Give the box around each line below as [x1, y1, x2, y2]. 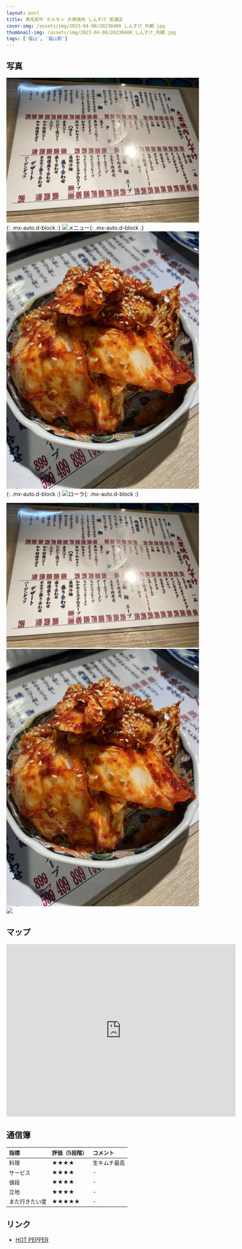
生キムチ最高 [92, 1159, 125, 1167]
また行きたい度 [9, 1198, 47, 1205]
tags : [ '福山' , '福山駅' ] [6, 36, 68, 42]
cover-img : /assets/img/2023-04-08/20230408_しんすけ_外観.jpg [6, 23, 165, 29]
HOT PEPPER [15, 1236, 49, 1243]
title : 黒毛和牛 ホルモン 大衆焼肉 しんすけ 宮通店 [6, 16, 123, 23]
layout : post [6, 10, 40, 16]
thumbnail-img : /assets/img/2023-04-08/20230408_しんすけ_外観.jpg [6, 29, 176, 36]
